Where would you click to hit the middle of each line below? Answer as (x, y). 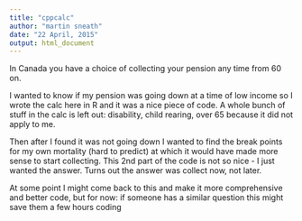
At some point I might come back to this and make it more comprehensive (146, 188)
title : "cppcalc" (42, 18)
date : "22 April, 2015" (54, 34)
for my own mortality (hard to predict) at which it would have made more (144, 152)
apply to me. (32, 124)
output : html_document (52, 43)
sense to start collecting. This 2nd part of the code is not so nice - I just (142, 161)
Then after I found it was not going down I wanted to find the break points (146, 142)
